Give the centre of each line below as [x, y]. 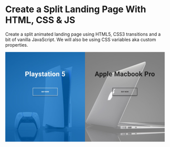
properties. [17, 45]
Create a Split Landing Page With [76, 9]
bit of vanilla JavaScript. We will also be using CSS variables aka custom [81, 40]
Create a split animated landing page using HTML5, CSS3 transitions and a [83, 34]
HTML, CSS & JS [40, 20]
